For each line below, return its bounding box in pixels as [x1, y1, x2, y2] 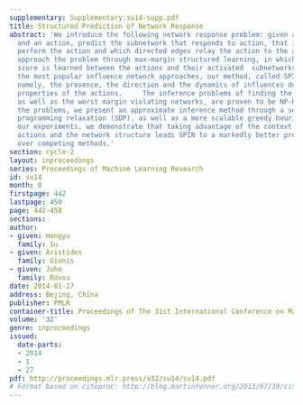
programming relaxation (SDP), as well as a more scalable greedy [17, 114, 272, 123]
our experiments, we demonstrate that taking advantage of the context [17, 123, 293, 132]
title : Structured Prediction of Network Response [9, 22, 204, 31]
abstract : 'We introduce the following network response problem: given [9, 30, 289, 39]
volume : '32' [9, 315, 59, 325]
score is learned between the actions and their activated [17, 64, 244, 73]
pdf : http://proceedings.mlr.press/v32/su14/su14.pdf [9, 373, 216, 383]
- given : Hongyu [9, 231, 70, 240]
